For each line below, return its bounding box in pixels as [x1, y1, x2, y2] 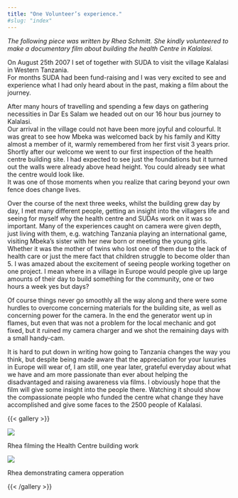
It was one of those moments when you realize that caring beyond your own [7, 177, 230, 186]
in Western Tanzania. [7, 65, 69, 74]
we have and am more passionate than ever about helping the [7, 370, 188, 378]
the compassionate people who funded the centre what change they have [7, 393, 224, 401]
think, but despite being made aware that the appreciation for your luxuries [7, 355, 227, 364]
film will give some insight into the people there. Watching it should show [7, 385, 221, 393]
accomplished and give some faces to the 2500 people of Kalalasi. [7, 400, 202, 409]
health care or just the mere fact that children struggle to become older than [7, 252, 230, 260]
